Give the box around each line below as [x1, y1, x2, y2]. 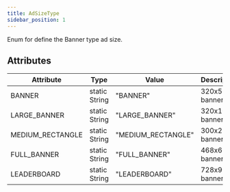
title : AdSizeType [7, 10, 60, 17]
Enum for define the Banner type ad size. [7, 35, 123, 43]
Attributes [7, 55, 51, 66]
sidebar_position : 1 [7, 16, 66, 23]
